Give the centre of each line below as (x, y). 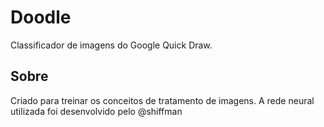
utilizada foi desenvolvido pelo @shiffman (96, 111)
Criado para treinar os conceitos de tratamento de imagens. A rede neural (162, 100)
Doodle (41, 17)
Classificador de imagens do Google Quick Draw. (111, 45)
